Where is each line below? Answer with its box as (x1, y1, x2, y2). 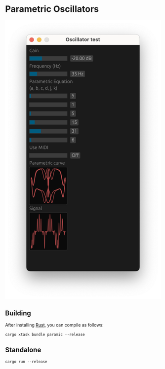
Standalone (5, 345, 41, 354)
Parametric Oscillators (5, 3, 99, 15)
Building (5, 309, 31, 317)
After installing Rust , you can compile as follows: (5, 322, 104, 328)
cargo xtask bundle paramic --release (5, 332, 85, 337)
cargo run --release (5, 359, 48, 364)
